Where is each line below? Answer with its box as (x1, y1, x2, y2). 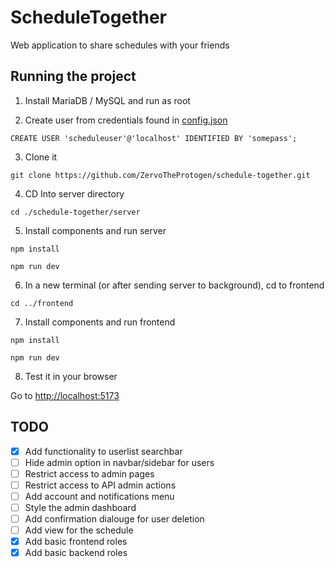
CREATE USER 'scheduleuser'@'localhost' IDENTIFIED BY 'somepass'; (10, 133, 298, 143)
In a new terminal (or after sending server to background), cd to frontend (24, 279, 325, 291)
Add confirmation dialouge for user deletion (24, 512, 205, 525)
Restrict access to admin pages (24, 467, 155, 480)
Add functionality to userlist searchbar (24, 445, 183, 457)
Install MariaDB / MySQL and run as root (24, 94, 191, 106)
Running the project (10, 68, 137, 85)
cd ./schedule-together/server (10, 207, 141, 217)
